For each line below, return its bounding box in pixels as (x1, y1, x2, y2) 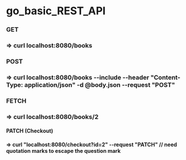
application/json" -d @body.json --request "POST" (24, 80, 175, 89)
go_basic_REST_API (6, 4, 106, 18)
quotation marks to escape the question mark (6, 147, 121, 154)
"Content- (150, 73, 181, 81)
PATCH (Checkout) (6, 127, 53, 134)
